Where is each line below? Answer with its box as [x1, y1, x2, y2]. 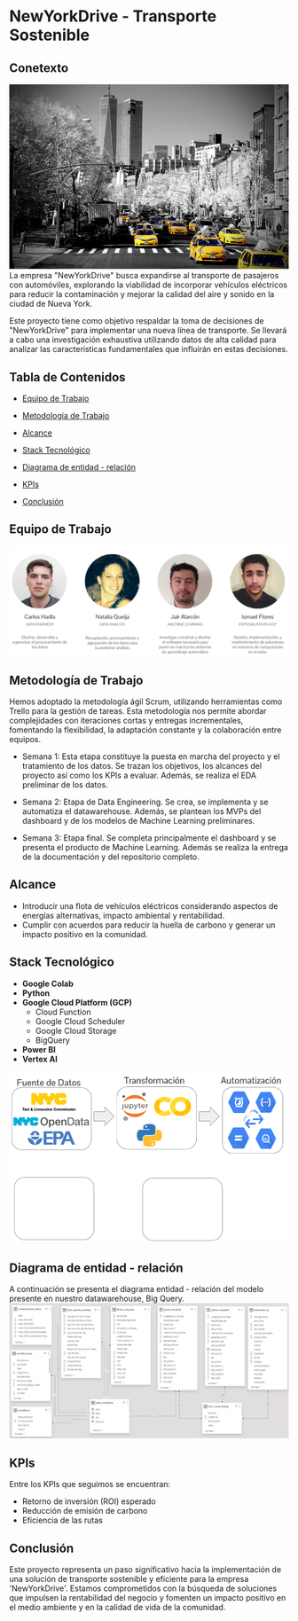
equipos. [9, 734, 42, 745]
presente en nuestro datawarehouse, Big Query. [9, 1293, 184, 1304]
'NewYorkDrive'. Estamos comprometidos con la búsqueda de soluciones [9, 1583, 278, 1594]
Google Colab [21, 978, 74, 989]
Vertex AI [21, 1053, 58, 1064]
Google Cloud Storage [35, 1025, 117, 1036]
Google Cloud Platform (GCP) [21, 997, 133, 1007]
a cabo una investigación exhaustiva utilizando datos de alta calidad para [9, 334, 277, 345]
